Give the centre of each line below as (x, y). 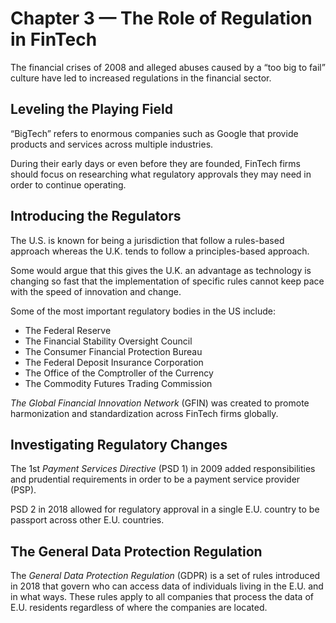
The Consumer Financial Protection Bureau (113, 351)
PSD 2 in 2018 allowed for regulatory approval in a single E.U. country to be (165, 509)
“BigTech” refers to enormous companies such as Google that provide (154, 133)
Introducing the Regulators (96, 216)
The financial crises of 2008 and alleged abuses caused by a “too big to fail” (168, 67)
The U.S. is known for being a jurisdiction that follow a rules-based (147, 240)
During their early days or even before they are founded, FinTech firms (155, 163)
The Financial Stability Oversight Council (108, 341)
